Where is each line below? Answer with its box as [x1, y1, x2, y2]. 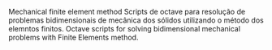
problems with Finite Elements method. [8, 32, 139, 42]
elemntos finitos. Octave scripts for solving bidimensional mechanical [8, 24, 241, 33]
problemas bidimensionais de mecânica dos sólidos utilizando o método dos [8, 15, 264, 25]
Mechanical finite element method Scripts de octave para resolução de [8, 7, 246, 16]
